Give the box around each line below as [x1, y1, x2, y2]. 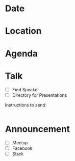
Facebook [12, 145, 33, 151]
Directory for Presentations [12, 92, 67, 98]
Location [5, 26, 42, 37]
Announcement [5, 123, 70, 134]
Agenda [5, 48, 38, 59]
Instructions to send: [5, 102, 47, 108]
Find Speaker [12, 86, 39, 92]
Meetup [12, 139, 28, 145]
